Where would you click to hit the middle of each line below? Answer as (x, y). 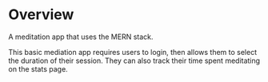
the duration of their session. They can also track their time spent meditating (134, 61)
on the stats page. (38, 68)
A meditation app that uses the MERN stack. (81, 37)
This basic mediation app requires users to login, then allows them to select (133, 52)
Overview (41, 15)
